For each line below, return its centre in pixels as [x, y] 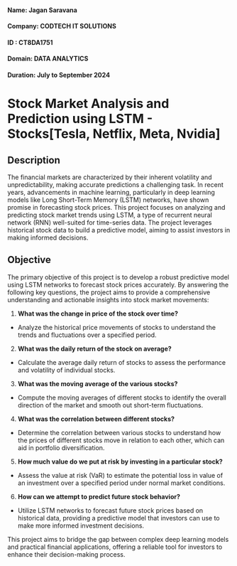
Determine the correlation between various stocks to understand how [119, 432]
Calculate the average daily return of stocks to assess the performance [121, 362]
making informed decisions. [48, 237]
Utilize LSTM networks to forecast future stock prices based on [110, 510]
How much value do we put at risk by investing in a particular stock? [120, 461]
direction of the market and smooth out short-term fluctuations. [110, 405]
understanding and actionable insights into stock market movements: [108, 299]
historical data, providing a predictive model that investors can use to [118, 518]
